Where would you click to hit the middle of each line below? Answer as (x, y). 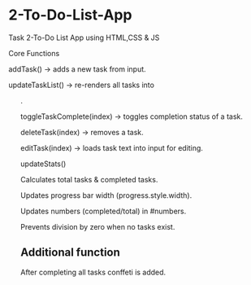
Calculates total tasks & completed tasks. (89, 179)
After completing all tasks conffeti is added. (93, 272)
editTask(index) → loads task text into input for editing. (111, 147)
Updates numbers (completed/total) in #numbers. (103, 211)
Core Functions (34, 53)
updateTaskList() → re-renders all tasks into (81, 85)
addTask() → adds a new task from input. (77, 69)
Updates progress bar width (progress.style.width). (106, 195)
